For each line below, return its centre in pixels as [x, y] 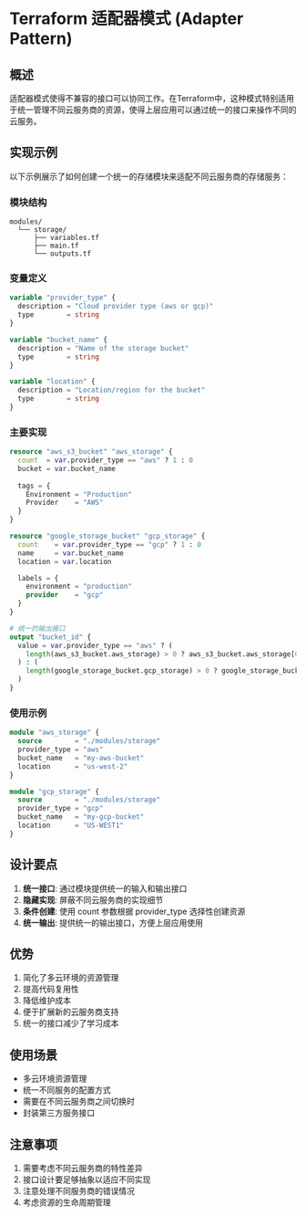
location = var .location [65, 561]
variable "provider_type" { [63, 298]
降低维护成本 [46, 1001]
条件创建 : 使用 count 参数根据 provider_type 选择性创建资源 [134, 911]
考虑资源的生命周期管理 [66, 1202]
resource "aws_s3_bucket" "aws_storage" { [91, 452]
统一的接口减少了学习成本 [71, 1023]
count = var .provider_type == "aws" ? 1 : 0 [106, 461]
